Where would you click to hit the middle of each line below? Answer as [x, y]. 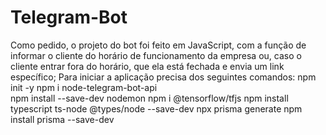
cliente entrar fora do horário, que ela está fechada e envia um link [147, 66]
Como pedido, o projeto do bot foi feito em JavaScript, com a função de [158, 45]
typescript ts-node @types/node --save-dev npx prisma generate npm [156, 108]
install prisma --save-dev [62, 119]
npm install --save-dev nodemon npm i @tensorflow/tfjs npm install [149, 98]
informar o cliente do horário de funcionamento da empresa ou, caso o [156, 55]
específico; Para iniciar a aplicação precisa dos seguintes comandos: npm [163, 77]
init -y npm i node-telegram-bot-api [84, 87]
